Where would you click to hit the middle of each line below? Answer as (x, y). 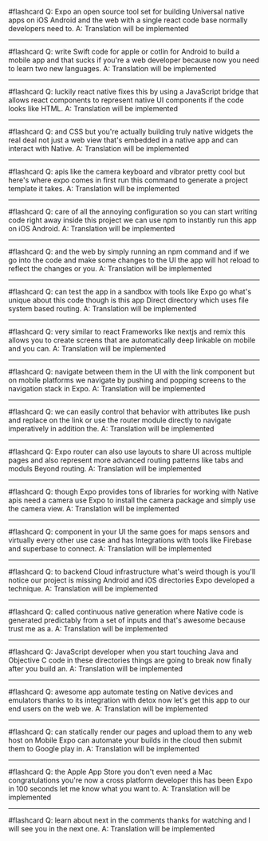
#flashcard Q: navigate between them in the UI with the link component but (132, 372)
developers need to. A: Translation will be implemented (99, 28)
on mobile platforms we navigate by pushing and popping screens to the (127, 380)
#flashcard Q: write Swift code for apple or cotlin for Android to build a (124, 52)
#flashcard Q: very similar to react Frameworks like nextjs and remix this (127, 332)
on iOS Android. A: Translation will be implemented (92, 228)
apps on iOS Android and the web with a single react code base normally (128, 20)
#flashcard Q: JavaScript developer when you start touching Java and (124, 652)
